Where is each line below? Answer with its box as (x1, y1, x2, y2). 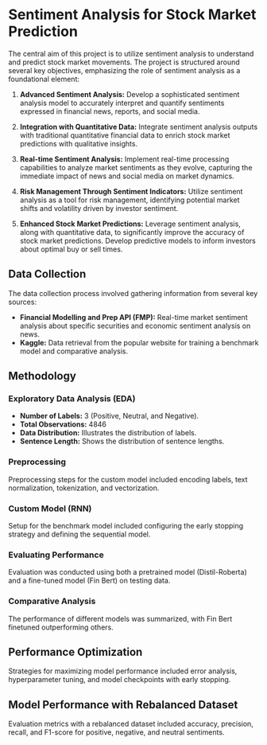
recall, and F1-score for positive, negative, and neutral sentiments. (8, 727, 225, 737)
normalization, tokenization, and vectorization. (8, 483, 160, 493)
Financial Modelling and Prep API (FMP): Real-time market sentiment (19, 312, 248, 322)
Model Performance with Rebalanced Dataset (8, 698, 238, 712)
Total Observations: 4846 (19, 419, 107, 429)
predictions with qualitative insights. (19, 138, 137, 148)
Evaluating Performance (8, 549, 105, 560)
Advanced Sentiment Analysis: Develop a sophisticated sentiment (19, 89, 240, 99)
